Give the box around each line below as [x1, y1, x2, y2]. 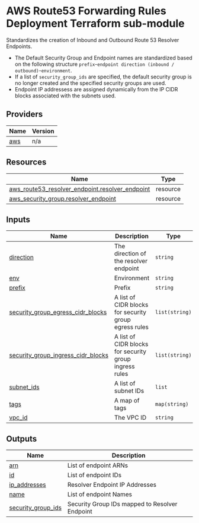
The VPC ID [114, 414, 147, 422]
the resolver [114, 257, 148, 265]
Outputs [6, 433, 37, 443]
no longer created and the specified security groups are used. [14, 79, 166, 87]
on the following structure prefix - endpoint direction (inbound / [14, 61, 175, 68]
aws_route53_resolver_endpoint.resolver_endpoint [9, 185, 150, 193]
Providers [6, 109, 43, 119]
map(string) [155, 401, 189, 408]
